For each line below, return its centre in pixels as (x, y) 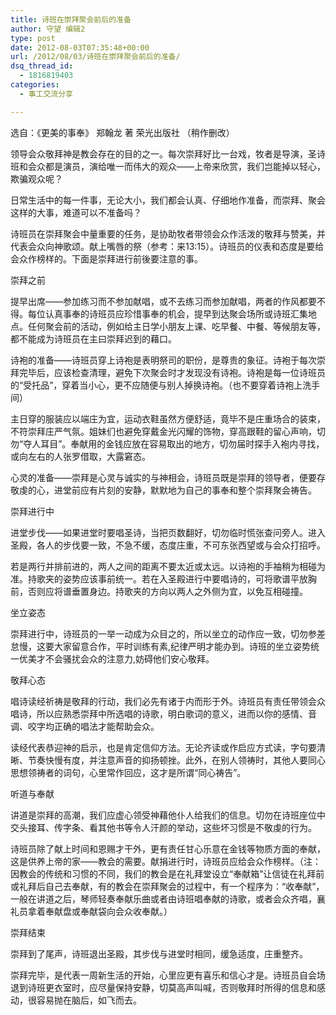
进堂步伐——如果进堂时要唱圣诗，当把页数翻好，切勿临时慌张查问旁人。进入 (168, 532)
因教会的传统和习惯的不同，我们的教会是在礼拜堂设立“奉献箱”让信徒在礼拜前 (167, 873)
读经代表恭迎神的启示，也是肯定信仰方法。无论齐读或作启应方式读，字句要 (163, 747)
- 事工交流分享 (46, 94)
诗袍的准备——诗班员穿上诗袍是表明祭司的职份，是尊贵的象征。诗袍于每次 (163, 360)
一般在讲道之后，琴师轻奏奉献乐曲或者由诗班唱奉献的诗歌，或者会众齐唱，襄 (168, 898)
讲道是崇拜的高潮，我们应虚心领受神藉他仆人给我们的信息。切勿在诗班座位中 (168, 815)
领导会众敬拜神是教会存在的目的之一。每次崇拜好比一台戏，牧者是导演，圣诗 (168, 153)
